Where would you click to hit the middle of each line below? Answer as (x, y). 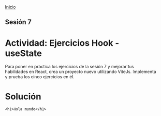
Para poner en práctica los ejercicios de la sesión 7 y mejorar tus (70, 67)
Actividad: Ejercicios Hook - (62, 43)
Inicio (10, 7)
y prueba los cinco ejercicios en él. (40, 77)
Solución (23, 96)
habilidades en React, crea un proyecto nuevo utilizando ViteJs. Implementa (80, 72)
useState (23, 53)
